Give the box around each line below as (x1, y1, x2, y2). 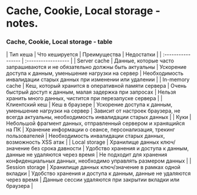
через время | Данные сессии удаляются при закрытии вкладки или (6, 176, 180, 183)
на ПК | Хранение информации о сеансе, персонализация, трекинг (6, 126, 175, 133)
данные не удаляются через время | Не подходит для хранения (6, 151, 168, 158)
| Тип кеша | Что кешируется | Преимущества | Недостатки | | (6, 51, 162, 58)
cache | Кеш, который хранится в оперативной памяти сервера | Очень (6, 82, 187, 90)
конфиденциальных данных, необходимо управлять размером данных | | (6, 157, 192, 164)
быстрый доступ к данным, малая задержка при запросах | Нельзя (6, 88, 176, 95)
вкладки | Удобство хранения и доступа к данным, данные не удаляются (6, 170, 191, 177)
